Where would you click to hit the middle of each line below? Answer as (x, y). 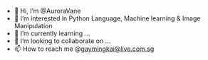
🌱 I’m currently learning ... (52, 33)
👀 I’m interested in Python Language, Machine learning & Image (107, 18)
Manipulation (33, 26)
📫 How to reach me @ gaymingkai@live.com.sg (84, 49)
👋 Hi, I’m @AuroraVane (47, 11)
